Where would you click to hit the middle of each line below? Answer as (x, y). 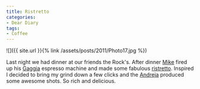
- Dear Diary (22, 23)
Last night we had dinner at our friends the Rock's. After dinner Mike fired (97, 62)
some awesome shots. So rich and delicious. (61, 81)
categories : (21, 17)
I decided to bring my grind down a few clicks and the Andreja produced (95, 75)
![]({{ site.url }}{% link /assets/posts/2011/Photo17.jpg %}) (77, 50)
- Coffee (17, 34)
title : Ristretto (28, 12)
